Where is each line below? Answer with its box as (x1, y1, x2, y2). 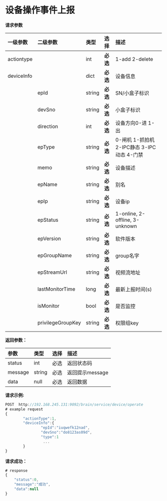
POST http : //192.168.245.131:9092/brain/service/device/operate (5, 402, 143, 407)
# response (5, 468, 28, 473)
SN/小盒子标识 (115, 89, 149, 96)
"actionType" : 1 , (23, 416, 57, 421)
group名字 (115, 252, 140, 259)
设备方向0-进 (115, 119, 147, 126)
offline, (115, 216, 132, 223)
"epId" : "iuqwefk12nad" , (40, 425, 90, 430)
